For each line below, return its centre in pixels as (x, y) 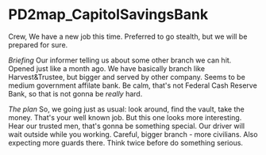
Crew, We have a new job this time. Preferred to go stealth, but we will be (128, 36)
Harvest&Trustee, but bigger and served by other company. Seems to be (127, 77)
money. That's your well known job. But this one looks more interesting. (125, 117)
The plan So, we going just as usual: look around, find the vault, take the (126, 109)
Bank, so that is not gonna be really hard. (75, 93)
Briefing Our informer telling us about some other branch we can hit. (120, 60)
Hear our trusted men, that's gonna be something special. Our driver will (126, 126)
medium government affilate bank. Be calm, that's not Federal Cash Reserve (133, 85)
